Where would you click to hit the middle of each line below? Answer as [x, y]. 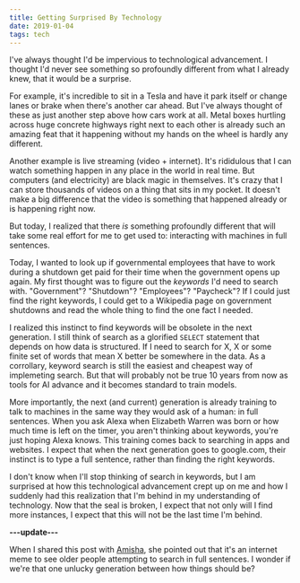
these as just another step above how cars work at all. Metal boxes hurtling [148, 115]
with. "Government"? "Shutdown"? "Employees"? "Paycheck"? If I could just [150, 291]
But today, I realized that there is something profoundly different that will [142, 226]
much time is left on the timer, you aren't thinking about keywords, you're [144, 431]
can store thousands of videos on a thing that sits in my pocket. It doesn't [145, 190]
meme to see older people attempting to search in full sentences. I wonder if [150, 559]
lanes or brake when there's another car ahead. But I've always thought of [146, 106]
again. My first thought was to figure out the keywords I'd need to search [144, 282]
